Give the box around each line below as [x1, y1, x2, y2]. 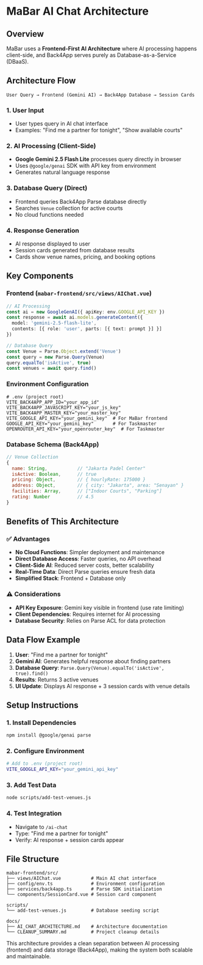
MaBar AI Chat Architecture [6, 4, 149, 18]
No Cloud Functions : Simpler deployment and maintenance [15, 549, 165, 556]
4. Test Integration [6, 809, 62, 818]
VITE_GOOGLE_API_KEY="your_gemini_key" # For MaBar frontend [6, 415, 168, 421]
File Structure [6, 854, 59, 865]
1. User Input [6, 106, 45, 115]
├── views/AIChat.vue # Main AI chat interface [6, 876, 157, 882]
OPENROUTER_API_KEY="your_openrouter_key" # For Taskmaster [6, 426, 165, 432]
